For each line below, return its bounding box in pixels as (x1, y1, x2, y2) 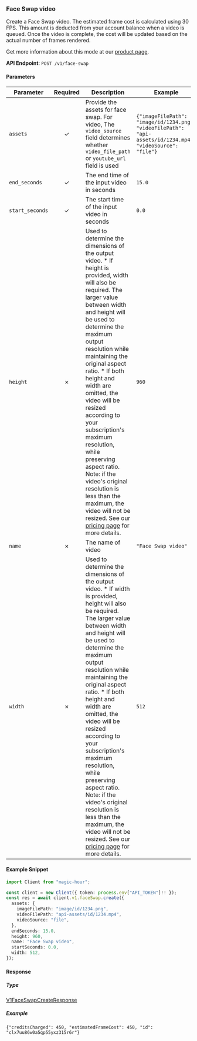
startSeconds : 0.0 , (11, 944, 59, 950)
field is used (85, 161, 119, 170)
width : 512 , (11, 950, 41, 956)
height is (85, 264, 110, 272)
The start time (85, 195, 124, 203)
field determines (85, 133, 131, 141)
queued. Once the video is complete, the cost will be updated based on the (6, 31, 188, 38)
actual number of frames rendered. (6, 37, 91, 44)
